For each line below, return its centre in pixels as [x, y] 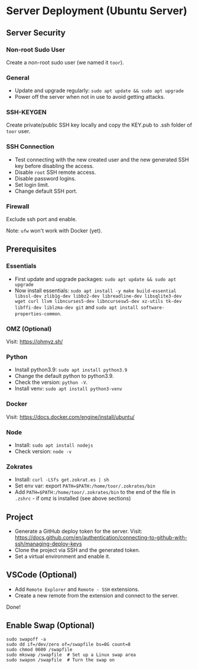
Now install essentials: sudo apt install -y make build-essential [95, 290]
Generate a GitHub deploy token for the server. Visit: [79, 531]
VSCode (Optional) [42, 575]
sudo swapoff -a [26, 639]
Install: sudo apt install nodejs [54, 445]
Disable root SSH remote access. [55, 172]
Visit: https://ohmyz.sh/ [35, 342]
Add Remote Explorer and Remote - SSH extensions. [77, 589]
